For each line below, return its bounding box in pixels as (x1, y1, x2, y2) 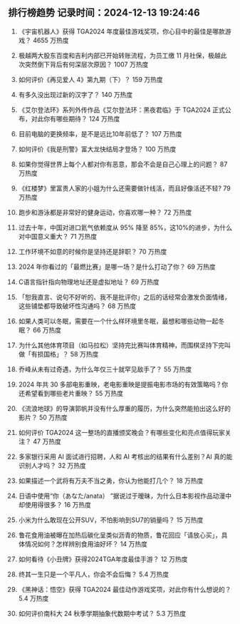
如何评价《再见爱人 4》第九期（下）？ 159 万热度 (18, 75, 163, 83)
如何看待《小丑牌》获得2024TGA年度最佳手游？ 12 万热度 (18, 555, 188, 563)
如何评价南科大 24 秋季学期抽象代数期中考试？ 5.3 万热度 (18, 609, 187, 618)
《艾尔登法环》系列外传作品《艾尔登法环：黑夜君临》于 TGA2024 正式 (18, 106, 225, 114)
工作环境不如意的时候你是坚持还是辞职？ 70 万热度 (18, 247, 167, 255)
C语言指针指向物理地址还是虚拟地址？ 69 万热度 (18, 277, 160, 286)
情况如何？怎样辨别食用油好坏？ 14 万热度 (24, 539, 148, 548)
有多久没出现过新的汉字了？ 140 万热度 (18, 90, 133, 98)
